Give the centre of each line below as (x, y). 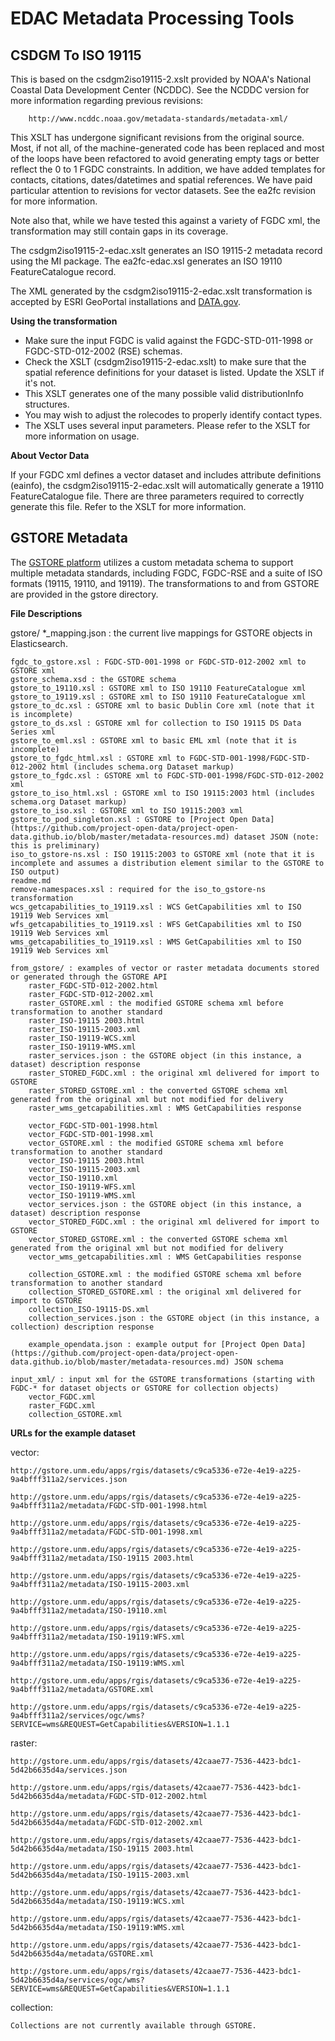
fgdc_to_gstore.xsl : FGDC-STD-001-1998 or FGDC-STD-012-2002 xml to (158, 662)
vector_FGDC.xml (62, 1397)
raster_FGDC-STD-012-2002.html (93, 985)
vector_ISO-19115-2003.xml (84, 1169)
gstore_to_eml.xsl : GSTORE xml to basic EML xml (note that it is (154, 740)
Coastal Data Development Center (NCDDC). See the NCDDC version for (160, 90)
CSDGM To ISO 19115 (76, 55)
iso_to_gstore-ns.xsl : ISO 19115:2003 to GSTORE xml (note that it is (162, 854)
